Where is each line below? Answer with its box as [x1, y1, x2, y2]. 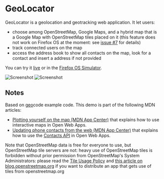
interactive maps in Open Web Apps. [12, 122, 87, 128]
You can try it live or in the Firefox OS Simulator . [5, 65, 102, 71]
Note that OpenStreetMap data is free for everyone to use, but [5, 142, 131, 148]
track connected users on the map [12, 45, 83, 50]
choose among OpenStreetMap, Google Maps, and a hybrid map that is [12, 29, 157, 35]
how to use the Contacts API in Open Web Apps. [12, 132, 111, 138]
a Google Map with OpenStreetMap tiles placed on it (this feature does [12, 34, 156, 40]
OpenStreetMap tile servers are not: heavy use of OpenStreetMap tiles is [5, 147, 153, 153]
